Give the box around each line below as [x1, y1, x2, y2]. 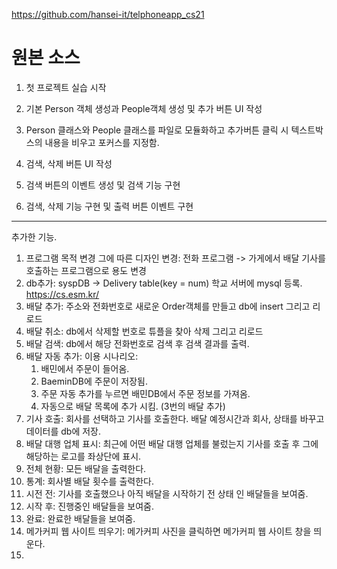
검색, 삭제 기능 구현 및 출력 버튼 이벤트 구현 [25, 200, 194, 212]
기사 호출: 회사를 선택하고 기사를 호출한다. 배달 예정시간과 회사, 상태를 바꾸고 [25, 412, 325, 424]
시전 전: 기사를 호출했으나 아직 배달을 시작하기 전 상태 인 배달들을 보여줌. [25, 487, 309, 499]
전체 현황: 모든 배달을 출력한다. [25, 462, 147, 474]
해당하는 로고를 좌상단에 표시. [25, 450, 142, 462]
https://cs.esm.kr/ [25, 288, 100, 300]
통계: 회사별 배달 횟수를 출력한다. [25, 475, 154, 487]
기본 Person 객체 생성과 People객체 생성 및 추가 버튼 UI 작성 [25, 102, 263, 114]
